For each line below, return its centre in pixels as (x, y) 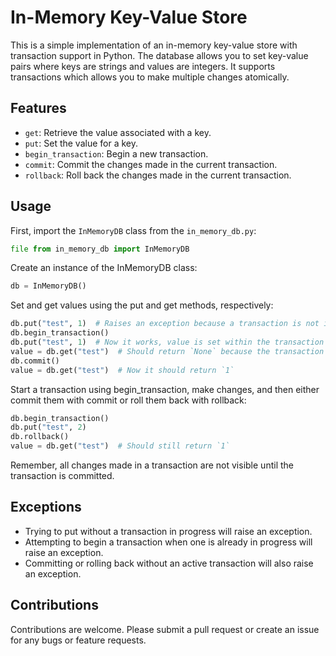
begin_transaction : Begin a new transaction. (116, 153)
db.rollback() (40, 437)
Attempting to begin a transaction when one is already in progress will (168, 542)
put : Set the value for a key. (81, 143)
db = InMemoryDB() (48, 286)
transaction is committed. (62, 476)
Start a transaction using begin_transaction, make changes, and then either (165, 389)
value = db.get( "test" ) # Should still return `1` (120, 446)
